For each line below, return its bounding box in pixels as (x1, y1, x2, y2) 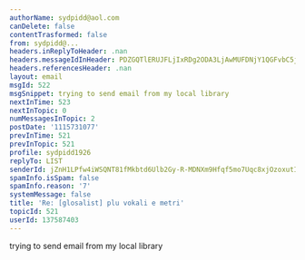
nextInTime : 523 (9, 97, 71, 107)
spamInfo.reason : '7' (9, 182, 92, 191)
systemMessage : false (9, 190, 92, 199)
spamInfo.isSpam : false (9, 173, 100, 182)
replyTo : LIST (9, 156, 64, 166)
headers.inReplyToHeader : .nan (9, 47, 128, 56)
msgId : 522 (9, 81, 51, 90)
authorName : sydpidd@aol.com (9, 13, 120, 23)
